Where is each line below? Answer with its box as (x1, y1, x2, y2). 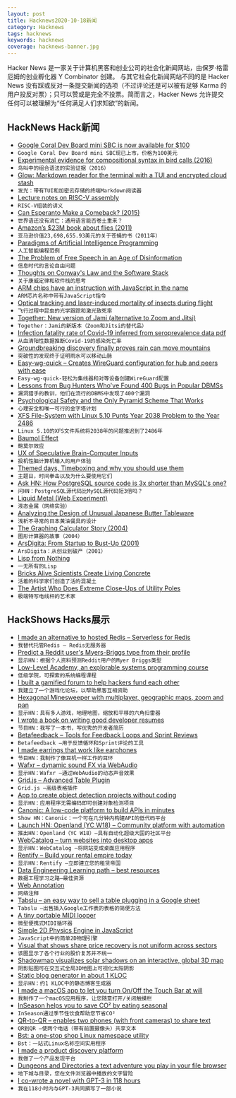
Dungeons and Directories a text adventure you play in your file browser (17, 1061, 227, 1070)
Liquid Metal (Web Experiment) (17, 493, 108, 502)
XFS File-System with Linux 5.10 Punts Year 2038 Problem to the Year (17, 411, 220, 419)
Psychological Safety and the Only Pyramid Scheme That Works (17, 396, 204, 404)
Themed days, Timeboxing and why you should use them (17, 464, 185, 472)
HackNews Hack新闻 (7, 122, 100, 134)
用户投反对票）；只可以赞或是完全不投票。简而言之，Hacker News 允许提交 (7, 90, 224, 98)
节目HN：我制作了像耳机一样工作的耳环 (17, 754, 114, 761)
